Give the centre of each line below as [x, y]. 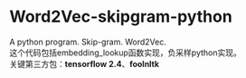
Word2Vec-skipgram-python [121, 17]
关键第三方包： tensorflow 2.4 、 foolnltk [85, 63]
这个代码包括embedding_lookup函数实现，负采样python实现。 [126, 53]
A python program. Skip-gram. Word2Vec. [88, 42]
